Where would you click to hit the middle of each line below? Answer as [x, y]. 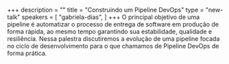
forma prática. [27, 53]
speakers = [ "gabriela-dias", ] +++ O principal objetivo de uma [111, 17]
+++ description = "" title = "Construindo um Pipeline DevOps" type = [106, 10]
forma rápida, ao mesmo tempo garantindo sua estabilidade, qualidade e [110, 31]
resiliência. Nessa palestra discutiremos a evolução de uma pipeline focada [113, 39]
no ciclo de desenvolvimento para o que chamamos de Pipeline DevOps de [113, 46]
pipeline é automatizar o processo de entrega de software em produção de [113, 24]
